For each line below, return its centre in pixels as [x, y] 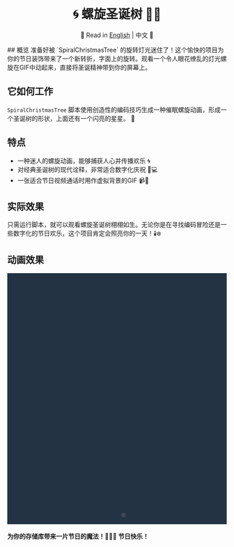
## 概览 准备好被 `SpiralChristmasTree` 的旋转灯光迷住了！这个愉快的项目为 [116, 50]
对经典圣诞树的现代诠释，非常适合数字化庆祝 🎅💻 [87, 169]
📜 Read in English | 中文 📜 [117, 35]
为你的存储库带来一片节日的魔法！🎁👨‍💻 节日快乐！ [78, 537]
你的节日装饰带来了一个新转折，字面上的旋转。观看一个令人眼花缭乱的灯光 [114, 58]
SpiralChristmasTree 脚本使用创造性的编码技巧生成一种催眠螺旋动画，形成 [114, 110]
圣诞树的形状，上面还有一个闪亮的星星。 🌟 [74, 118]
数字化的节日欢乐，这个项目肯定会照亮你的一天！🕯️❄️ [87, 233]
